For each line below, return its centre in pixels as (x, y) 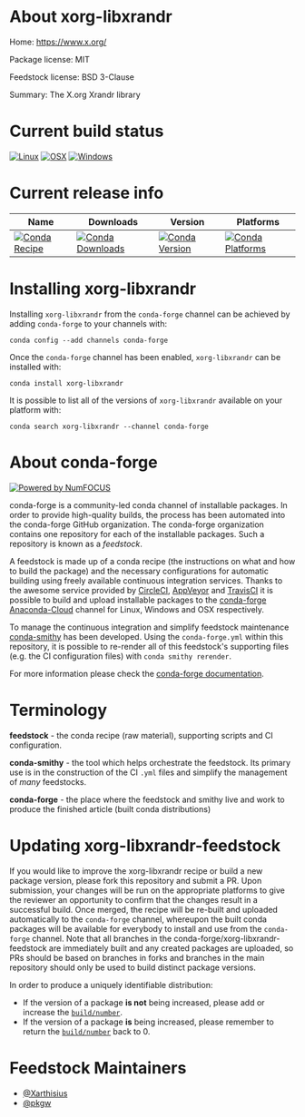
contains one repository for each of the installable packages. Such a (137, 534)
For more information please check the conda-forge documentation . (137, 673)
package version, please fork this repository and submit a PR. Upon (136, 880)
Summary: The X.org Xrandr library (75, 94)
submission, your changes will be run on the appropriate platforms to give (148, 890)
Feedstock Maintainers (98, 1068)
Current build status (87, 131)
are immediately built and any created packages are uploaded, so (171, 948)
